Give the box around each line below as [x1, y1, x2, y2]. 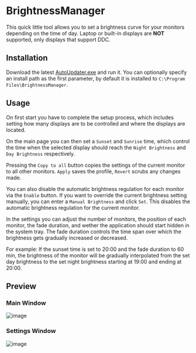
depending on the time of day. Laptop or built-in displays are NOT [6, 29, 165, 36]
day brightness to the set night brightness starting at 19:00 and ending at [6, 258, 182, 265]
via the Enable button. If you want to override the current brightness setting [6, 191, 187, 199]
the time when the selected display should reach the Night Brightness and [6, 144, 186, 151]
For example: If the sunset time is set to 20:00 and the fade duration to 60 [6, 246, 184, 253]
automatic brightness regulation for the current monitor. [6, 204, 140, 211]
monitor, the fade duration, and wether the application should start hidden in [6, 221, 190, 228]
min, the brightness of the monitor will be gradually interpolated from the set [6, 251, 190, 259]
